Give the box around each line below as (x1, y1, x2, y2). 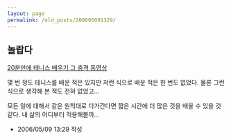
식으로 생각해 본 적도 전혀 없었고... (7, 87, 100, 96)
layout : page (7, 10, 45, 17)
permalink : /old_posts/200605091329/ (7, 17, 117, 24)
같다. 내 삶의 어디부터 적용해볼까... (7, 110, 100, 119)
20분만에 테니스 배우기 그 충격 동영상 (7, 64, 108, 72)
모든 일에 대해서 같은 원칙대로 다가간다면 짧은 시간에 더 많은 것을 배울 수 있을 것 (7, 102, 222, 110)
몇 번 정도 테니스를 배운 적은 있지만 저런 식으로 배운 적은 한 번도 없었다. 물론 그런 (7, 78, 225, 87)
